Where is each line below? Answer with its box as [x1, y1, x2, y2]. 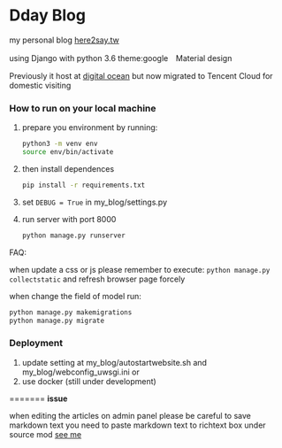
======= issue [9, 393, 68, 404]
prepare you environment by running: [21, 122, 158, 133]
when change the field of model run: [9, 290, 141, 301]
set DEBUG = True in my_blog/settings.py [21, 197, 168, 207]
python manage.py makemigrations [9, 307, 133, 317]
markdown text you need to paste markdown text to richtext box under [9, 420, 267, 430]
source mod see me [9, 429, 82, 439]
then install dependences [21, 163, 115, 174]
